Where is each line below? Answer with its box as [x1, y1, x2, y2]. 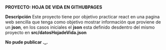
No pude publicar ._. [5, 39, 48, 45]
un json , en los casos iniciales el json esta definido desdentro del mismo [5, 24, 155, 30]
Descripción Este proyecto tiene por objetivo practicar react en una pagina [5, 14, 160, 19]
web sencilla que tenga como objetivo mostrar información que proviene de [5, 19, 161, 25]
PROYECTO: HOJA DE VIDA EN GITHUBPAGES [5, 4, 102, 10]
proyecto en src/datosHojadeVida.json [5, 30, 86, 35]
